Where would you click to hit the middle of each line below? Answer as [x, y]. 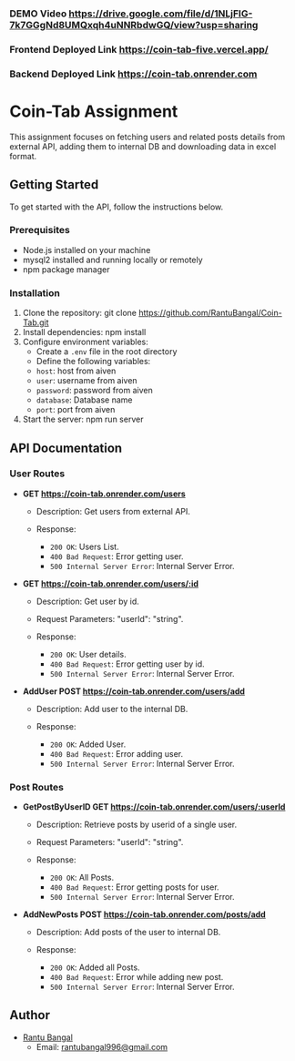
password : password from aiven [94, 391]
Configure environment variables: [85, 342]
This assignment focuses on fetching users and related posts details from [147, 137]
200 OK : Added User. [88, 744]
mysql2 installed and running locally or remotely [112, 260]
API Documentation [66, 448]
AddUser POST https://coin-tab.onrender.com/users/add [134, 691]
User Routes [37, 474]
